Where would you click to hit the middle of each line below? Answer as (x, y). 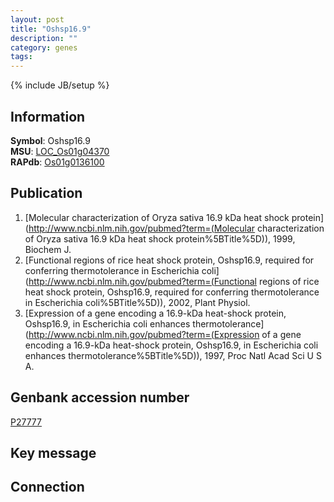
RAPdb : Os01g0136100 (57, 162)
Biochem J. (48, 249)
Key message (53, 452)
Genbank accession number (100, 397)
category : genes (44, 47)
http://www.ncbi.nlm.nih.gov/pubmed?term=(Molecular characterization (176, 228)
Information (48, 116)
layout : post (37, 19)
